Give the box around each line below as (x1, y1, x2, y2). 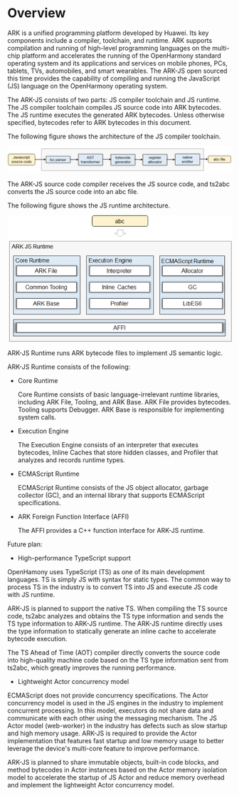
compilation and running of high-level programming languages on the (7, 44, 211, 52)
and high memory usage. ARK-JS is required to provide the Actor (7, 729, 198, 738)
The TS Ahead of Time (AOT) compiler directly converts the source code (7, 648, 221, 657)
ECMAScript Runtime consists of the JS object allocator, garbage (17, 483, 209, 491)
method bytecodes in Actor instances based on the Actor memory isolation (7, 765, 228, 774)
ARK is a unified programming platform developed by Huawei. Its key (7, 29, 209, 37)
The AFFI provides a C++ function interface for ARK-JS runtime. (17, 526, 205, 534)
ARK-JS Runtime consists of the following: (7, 362, 131, 371)
